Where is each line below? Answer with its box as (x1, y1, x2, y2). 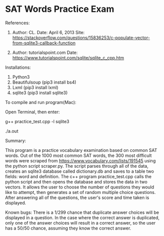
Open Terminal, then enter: (5, 109, 60, 115)
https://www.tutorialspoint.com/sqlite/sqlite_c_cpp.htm (12, 54, 124, 60)
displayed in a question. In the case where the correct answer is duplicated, (5, 214, 160, 221)
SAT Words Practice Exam (5, 3, 114, 15)
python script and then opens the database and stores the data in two (5, 179, 148, 185)
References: (5, 20, 30, 26)
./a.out (5, 128, 19, 134)
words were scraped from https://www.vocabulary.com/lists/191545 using (5, 157, 156, 164)
